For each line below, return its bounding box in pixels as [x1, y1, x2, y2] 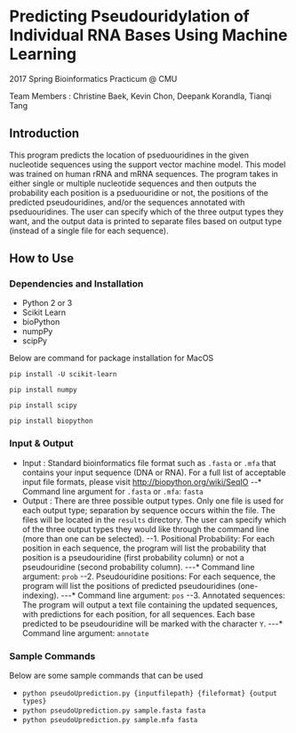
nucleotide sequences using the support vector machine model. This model [9, 158, 286, 170]
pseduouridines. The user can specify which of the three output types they [9, 206, 284, 217]
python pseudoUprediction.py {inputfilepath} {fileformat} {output [21, 689, 277, 698]
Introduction [9, 126, 80, 141]
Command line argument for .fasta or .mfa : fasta [21, 486, 204, 496]
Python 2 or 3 [21, 298, 73, 309]
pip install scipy [9, 401, 77, 410]
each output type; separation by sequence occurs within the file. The [21, 504, 276, 515]
